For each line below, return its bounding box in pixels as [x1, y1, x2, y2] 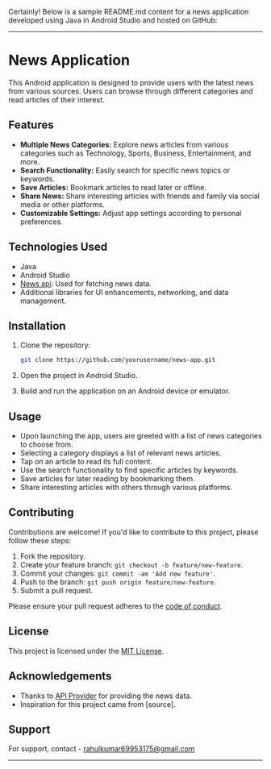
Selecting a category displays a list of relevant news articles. [19, 448, 222, 458]
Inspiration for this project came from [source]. [19, 699, 176, 709]
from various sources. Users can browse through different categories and [8, 86, 253, 96]
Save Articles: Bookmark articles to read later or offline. [19, 182, 207, 192]
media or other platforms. [19, 199, 105, 209]
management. [19, 296, 67, 306]
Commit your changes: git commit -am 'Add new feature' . [19, 568, 215, 578]
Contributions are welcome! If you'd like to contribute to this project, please [8, 527, 259, 537]
